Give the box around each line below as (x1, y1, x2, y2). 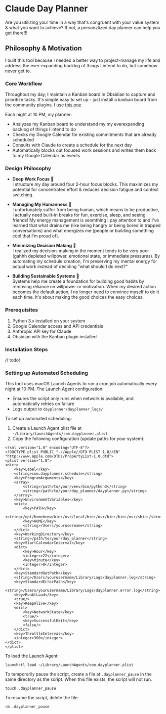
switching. (12, 192, 34, 198)
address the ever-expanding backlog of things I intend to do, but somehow (5, 62, 158, 68)
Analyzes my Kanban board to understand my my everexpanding (12, 121, 145, 127)
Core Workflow (5, 80, 42, 87)
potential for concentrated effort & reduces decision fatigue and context (12, 186, 159, 193)
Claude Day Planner (5, 3, 88, 14)
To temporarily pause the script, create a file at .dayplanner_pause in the (5, 671, 152, 677)
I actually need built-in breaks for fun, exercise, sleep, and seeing (12, 212, 146, 218)
